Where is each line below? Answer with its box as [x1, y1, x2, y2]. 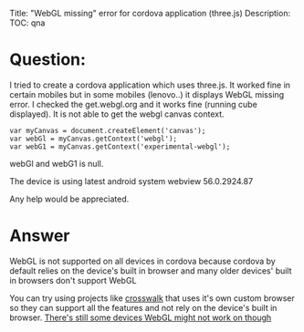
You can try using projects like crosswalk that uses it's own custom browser [9, 292, 295, 304]
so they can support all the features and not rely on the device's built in [9, 302, 278, 313]
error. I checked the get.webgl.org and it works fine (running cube [9, 99, 257, 109]
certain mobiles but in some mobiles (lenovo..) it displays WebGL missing [9, 88, 285, 99]
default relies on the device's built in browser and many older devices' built [9, 265, 292, 276]
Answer [9, 225, 70, 246]
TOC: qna [9, 17, 46, 28]
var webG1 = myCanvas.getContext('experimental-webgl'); [9, 141, 231, 151]
